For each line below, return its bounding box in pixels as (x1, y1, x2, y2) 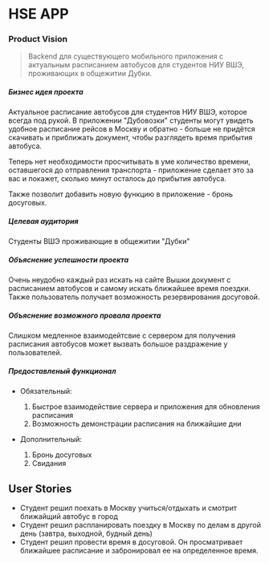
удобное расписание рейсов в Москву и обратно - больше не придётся (8, 124, 255, 134)
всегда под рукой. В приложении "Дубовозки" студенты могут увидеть (8, 115, 255, 125)
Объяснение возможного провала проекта (8, 310, 161, 320)
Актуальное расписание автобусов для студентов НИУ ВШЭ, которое (8, 107, 247, 117)
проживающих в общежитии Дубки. (27, 69, 153, 79)
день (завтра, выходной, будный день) (19, 529, 153, 538)
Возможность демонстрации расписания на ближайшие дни (31, 419, 242, 429)
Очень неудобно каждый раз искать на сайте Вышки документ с (8, 275, 231, 285)
